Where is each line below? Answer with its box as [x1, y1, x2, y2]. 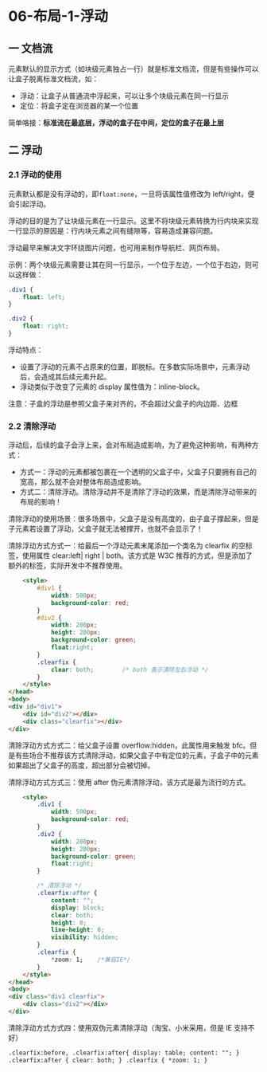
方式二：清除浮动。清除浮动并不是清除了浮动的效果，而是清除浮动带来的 [19, 487, 257, 497]
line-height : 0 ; [50, 926, 105, 934]
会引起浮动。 [8, 198, 50, 208]
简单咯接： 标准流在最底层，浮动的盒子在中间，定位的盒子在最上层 [8, 118, 224, 128]
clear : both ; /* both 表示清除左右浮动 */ [50, 666, 209, 673]
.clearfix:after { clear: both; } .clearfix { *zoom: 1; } [8, 1056, 208, 1064]
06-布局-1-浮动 [8, 7, 109, 26]
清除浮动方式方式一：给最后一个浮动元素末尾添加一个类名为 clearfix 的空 [8, 541, 246, 551]
